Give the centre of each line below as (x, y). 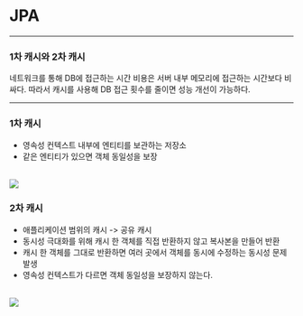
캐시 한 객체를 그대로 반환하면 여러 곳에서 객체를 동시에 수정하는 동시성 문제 (155, 252)
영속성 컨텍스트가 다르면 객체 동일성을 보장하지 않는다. (118, 274)
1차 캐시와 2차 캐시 (47, 57)
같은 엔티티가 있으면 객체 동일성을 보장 (90, 156)
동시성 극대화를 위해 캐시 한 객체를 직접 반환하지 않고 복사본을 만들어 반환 (151, 241)
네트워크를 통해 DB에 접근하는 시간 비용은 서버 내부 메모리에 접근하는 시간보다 (146, 79)
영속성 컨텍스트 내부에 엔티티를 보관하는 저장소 (104, 144)
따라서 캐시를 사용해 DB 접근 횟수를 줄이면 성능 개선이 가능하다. (139, 89)
